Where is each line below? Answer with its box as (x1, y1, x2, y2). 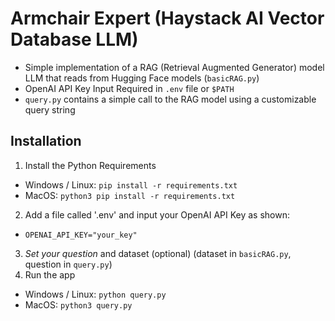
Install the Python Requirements (24, 159, 157, 171)
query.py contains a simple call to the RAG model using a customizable (24, 93, 317, 105)
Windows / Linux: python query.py (24, 288, 167, 300)
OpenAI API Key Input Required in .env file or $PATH (24, 82, 235, 94)
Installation (10, 133, 82, 150)
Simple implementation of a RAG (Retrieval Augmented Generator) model (24, 61, 325, 73)
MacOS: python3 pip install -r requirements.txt (24, 189, 236, 201)
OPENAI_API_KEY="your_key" (24, 230, 138, 240)
